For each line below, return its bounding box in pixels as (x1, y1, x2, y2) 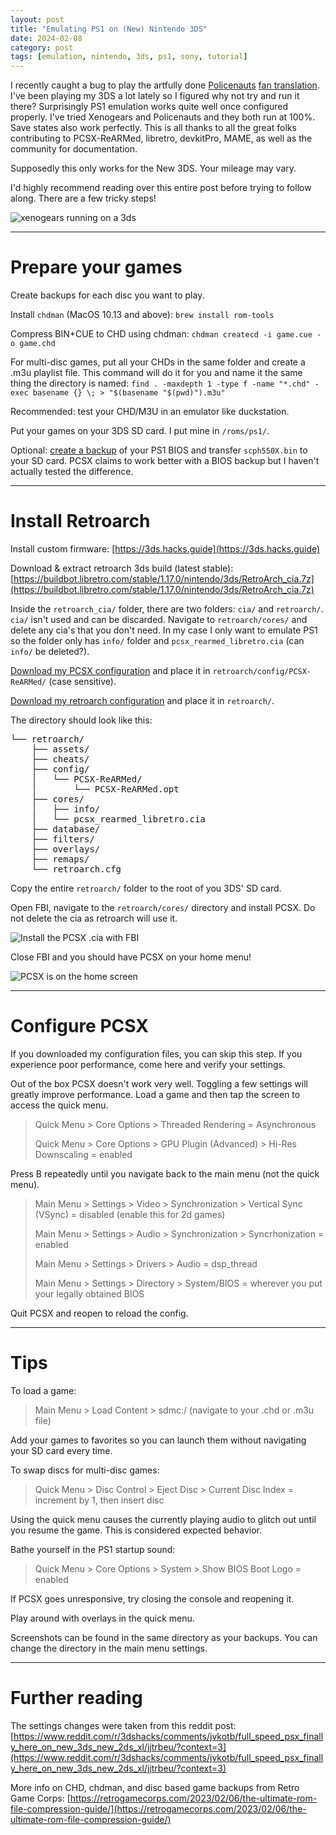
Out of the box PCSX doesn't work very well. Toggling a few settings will (10, 1077, 308, 1090)
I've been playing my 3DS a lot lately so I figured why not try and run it (10, 90, 300, 102)
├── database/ (31, 824, 101, 835)
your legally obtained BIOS (34, 1287, 145, 1300)
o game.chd (10, 339, 56, 349)
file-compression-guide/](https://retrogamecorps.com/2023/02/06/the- (10, 1802, 307, 1815)
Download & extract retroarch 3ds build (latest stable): (10, 562, 234, 574)
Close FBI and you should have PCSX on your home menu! (10, 951, 252, 963)
